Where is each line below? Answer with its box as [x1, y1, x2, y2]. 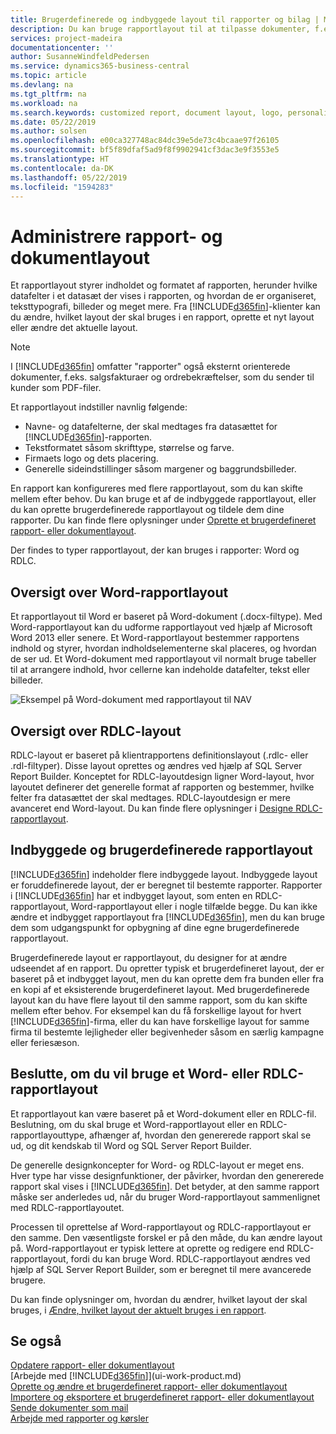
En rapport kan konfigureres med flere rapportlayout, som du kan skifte [10, 482, 303, 495]
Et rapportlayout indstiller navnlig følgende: [10, 401, 188, 413]
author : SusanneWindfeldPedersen [10, 52, 150, 62]
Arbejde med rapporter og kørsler [10, 1412, 150, 1425]
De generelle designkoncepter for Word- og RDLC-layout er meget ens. [10, 1159, 305, 1171]
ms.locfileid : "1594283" [10, 182, 114, 192]
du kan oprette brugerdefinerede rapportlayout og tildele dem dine [10, 504, 285, 516]
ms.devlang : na [10, 80, 74, 90]
